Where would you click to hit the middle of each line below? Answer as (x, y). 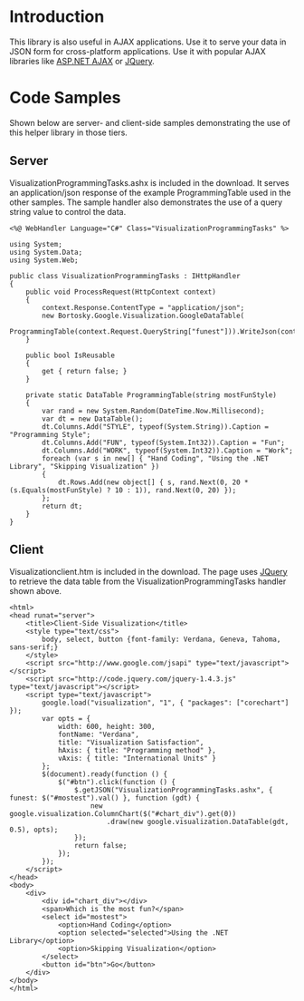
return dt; (62, 506)
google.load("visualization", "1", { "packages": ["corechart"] (166, 703)
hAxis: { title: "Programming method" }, (137, 750)
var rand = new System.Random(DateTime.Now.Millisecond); (153, 411)
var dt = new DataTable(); (93, 419)
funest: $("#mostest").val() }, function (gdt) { (105, 798)
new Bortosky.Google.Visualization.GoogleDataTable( (143, 316)
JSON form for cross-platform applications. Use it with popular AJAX (138, 51)
